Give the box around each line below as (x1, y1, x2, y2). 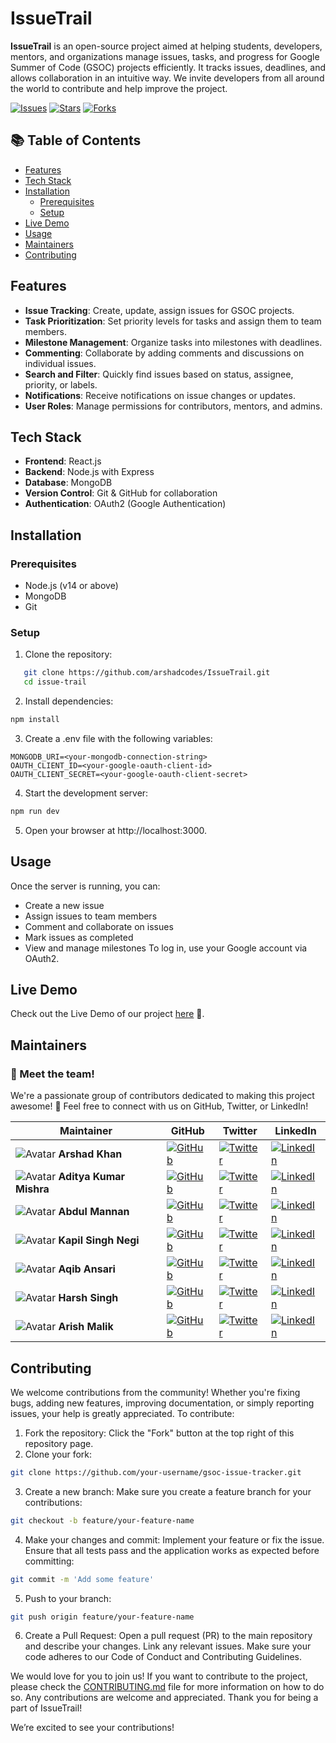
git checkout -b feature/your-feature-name (10, 1515, 195, 1526)
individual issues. (24, 357, 97, 369)
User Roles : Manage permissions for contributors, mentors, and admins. (24, 400, 323, 412)
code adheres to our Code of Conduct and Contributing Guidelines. (24, 1651, 302, 1663)
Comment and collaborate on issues (24, 920, 174, 932)
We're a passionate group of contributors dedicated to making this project (10, 1090, 315, 1102)
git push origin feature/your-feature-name (10, 1612, 195, 1622)
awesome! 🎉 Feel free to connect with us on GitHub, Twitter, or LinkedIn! (10, 1100, 309, 1112)
